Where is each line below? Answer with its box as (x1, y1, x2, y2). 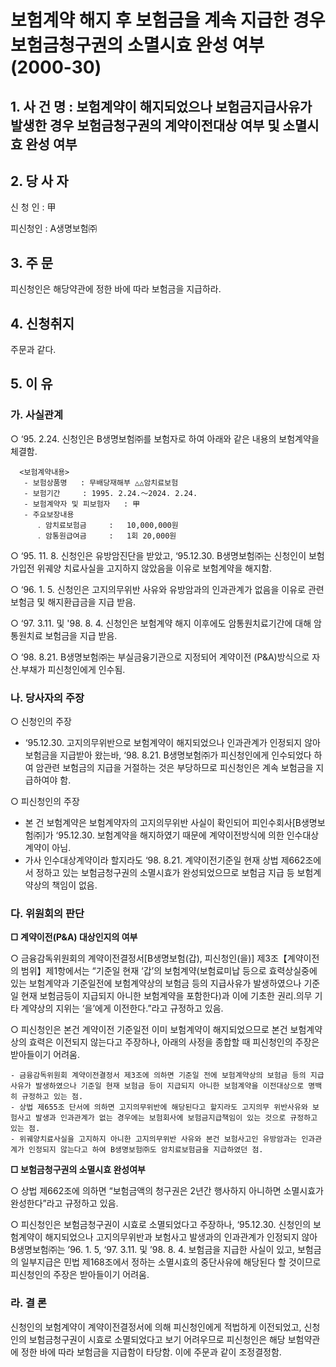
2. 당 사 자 (10, 172, 69, 190)
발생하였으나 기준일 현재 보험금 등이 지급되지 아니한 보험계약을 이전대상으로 (34, 1081, 305, 1091)
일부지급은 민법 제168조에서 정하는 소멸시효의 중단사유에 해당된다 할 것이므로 (20, 1256, 322, 1268)
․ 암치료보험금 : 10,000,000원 (36, 520, 179, 530)
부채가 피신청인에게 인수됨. (20, 663, 126, 675)
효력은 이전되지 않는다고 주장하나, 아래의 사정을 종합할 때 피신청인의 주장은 (28, 1036, 320, 1048)
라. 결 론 (10, 1296, 47, 1310)
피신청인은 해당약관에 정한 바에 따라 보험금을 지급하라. (10, 283, 222, 295)
